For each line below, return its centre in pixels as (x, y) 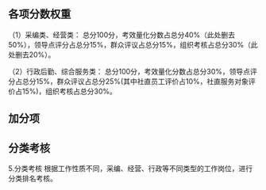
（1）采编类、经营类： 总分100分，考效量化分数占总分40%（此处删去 (122, 35)
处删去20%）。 (32, 55)
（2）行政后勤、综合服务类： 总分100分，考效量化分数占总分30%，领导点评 (133, 71)
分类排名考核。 (33, 179)
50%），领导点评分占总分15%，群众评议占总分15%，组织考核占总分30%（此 (133, 44)
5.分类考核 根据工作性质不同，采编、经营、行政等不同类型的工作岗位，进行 (130, 169)
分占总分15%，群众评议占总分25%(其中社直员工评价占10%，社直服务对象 (128, 81)
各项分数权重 (40, 14)
